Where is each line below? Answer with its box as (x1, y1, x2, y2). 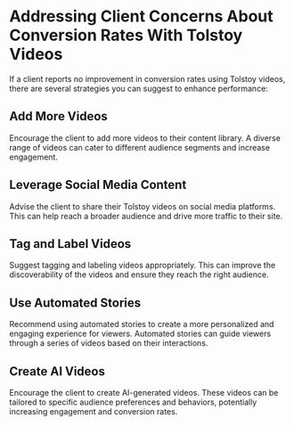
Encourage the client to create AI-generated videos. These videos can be (9, 388, 279, 397)
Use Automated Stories (9, 295, 142, 310)
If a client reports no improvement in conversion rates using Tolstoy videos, (9, 73, 286, 84)
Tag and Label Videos (9, 236, 132, 251)
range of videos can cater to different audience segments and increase (9, 142, 270, 152)
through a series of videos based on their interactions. (9, 338, 208, 348)
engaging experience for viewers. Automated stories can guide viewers (9, 328, 272, 340)
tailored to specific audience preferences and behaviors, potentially (9, 397, 257, 407)
